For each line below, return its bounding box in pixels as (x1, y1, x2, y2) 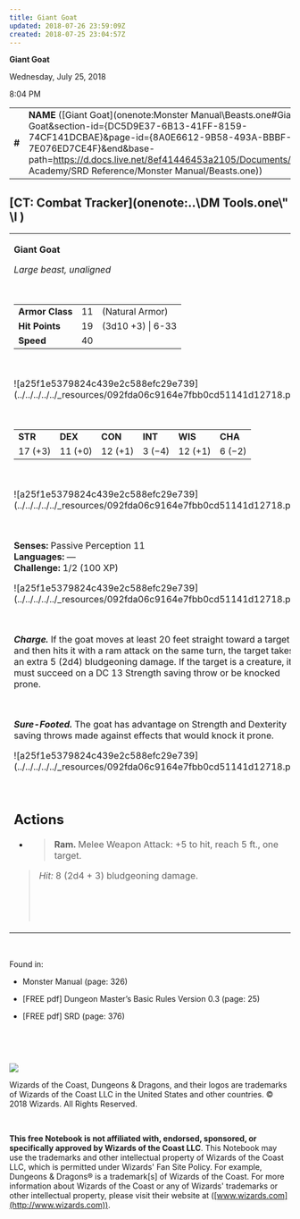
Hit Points (18, 320, 61, 332)
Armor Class (18, 306, 73, 318)
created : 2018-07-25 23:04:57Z (9, 29, 126, 38)
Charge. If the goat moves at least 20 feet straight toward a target (13, 634, 290, 646)
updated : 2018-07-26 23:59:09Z (9, 21, 126, 30)
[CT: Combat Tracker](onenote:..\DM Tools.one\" (9, 195, 288, 210)
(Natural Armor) (101, 306, 169, 318)
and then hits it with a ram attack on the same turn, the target (13, 644, 270, 657)
